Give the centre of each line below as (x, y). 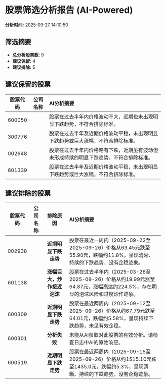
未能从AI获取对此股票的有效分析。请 (111, 335)
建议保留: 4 (24, 61)
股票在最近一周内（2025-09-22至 (110, 240)
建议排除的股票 (28, 193)
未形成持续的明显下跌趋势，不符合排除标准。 (101, 158)
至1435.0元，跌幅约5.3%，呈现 (106, 367)
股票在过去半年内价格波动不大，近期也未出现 (101, 116)
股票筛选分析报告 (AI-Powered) (69, 10)
